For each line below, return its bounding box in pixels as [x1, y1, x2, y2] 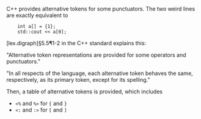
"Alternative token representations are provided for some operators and [6, 51, 186, 59]
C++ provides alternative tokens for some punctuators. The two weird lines [6, 5, 196, 12]
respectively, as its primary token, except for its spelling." [6, 76, 151, 83]
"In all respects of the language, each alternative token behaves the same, [6, 70, 194, 77]
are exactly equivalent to [6, 12, 68, 19]
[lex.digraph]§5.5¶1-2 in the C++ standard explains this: [6, 40, 147, 46]
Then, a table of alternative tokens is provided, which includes [6, 88, 163, 95]
